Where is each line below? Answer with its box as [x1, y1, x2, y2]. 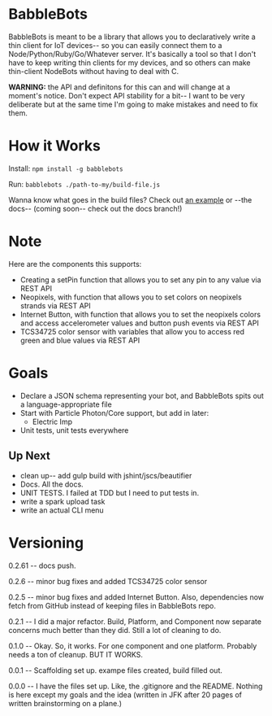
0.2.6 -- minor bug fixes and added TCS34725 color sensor [8, 576, 208, 586]
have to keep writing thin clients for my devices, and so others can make [8, 58, 251, 68]
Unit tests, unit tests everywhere [19, 425, 129, 435]
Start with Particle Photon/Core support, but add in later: [19, 408, 209, 417]
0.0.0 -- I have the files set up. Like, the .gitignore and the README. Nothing [8, 681, 263, 691]
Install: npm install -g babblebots [8, 164, 123, 173]
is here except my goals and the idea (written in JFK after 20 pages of [8, 689, 242, 700]
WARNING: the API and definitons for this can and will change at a [8, 82, 231, 92]
